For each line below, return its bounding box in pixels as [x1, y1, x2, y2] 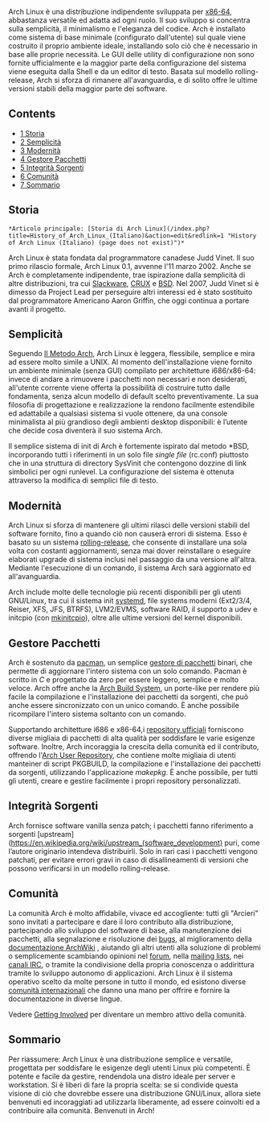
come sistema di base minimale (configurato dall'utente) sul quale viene [8, 32, 247, 42]
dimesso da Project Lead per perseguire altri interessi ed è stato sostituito [8, 287, 253, 296]
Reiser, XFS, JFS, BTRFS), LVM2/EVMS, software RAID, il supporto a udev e [8, 604, 258, 615]
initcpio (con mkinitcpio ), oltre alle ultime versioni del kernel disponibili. [8, 613, 243, 623]
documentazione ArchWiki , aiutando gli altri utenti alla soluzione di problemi [8, 942, 261, 952]
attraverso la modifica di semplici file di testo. [8, 475, 159, 486]
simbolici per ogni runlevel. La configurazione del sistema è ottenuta [8, 467, 234, 477]
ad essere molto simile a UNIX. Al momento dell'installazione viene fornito [8, 358, 253, 367]
